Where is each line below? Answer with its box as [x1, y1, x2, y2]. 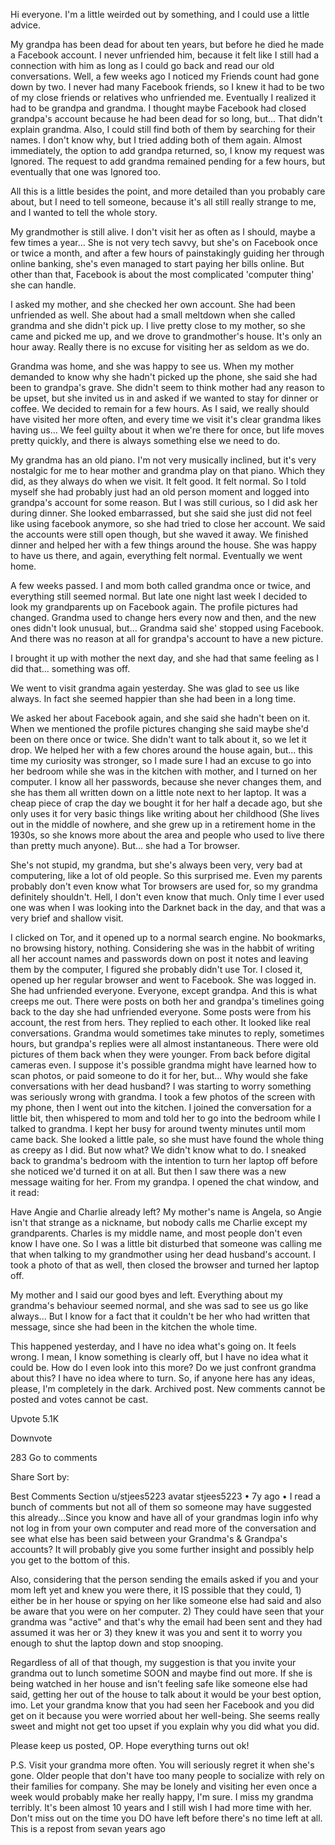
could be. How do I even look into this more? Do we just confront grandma [10, 1362, 317, 1373]
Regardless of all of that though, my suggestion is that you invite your [10, 1657, 297, 1668]
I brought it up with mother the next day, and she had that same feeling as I [10, 652, 320, 664]
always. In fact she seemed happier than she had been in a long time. [10, 693, 297, 704]
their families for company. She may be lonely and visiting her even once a [10, 1780, 318, 1792]
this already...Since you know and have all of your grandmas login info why [10, 1512, 319, 1523]
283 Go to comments [10, 1452, 98, 1463]
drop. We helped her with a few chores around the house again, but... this [10, 744, 313, 756]
